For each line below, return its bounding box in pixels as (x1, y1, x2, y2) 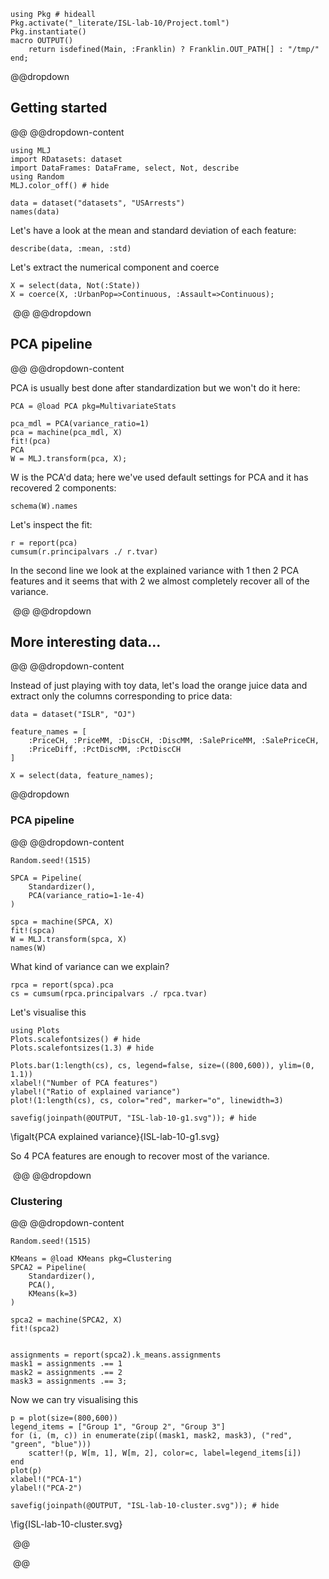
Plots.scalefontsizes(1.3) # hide (10, 1043, 155, 1053)
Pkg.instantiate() (10, 27, 87, 37)
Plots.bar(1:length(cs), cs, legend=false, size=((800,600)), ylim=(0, (10, 1060, 315, 1070)
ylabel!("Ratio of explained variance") (10, 1086, 182, 1097)
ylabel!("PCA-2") (10, 1483, 83, 1494)
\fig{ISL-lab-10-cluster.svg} (10, 1518, 123, 1530)
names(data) (10, 206, 60, 217)
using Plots (10, 1025, 60, 1035)
